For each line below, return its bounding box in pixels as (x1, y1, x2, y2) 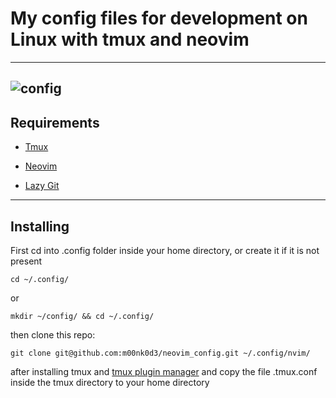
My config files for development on (10, 7, 308, 30)
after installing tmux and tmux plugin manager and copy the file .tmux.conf (10, 365, 318, 377)
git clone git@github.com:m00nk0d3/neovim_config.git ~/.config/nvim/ (10, 348, 311, 358)
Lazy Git (24, 180, 60, 192)
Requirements (10, 114, 100, 131)
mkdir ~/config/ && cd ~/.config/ (10, 311, 155, 321)
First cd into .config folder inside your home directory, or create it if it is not (10, 244, 320, 256)
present (10, 255, 43, 267)
